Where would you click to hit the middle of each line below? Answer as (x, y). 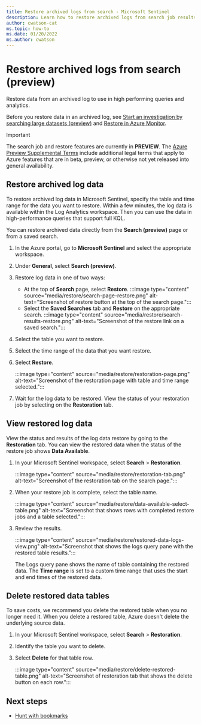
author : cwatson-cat (32, 23)
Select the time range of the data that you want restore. (83, 350)
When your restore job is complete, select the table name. (86, 492)
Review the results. (38, 528)
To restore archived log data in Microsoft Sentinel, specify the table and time (100, 199)
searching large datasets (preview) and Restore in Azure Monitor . (86, 123)
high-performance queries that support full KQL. (66, 218)
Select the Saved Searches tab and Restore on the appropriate (102, 308)
